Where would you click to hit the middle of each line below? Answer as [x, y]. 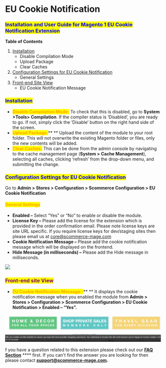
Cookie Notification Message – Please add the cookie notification [80, 242]
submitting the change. [36, 164]
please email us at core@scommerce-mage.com [62, 237]
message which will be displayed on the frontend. [63, 247]
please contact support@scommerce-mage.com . [57, 360]
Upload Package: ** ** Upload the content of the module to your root [83, 133]
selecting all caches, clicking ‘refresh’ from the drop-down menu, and [83, 159]
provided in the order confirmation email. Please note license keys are [83, 226]
